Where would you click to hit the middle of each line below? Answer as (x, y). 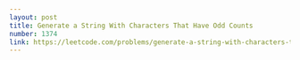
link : (19, 42)
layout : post (33, 17)
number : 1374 (33, 34)
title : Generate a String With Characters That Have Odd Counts (131, 26)
